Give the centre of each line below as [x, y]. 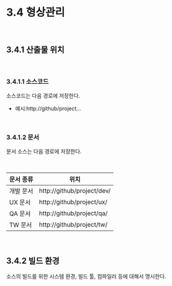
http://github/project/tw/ [73, 225]
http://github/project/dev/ [75, 191]
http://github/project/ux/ [73, 202]
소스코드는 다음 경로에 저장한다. [43, 96]
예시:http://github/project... [48, 108]
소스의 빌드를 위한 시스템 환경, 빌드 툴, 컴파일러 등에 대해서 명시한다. [86, 276]
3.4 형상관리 [35, 12]
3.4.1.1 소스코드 [28, 81]
